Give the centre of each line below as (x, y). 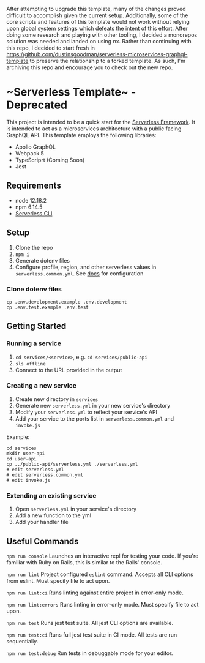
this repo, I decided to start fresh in (51, 48)
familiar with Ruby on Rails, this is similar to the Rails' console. (84, 562)
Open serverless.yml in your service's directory (76, 509)
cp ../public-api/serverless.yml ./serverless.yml (72, 464)
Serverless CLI (34, 213)
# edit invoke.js (28, 480)
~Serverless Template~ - (71, 92)
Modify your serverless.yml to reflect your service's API (86, 412)
